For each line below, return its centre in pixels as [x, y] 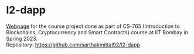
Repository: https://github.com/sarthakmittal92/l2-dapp [73, 45]
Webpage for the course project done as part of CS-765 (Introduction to [93, 26]
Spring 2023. [22, 38]
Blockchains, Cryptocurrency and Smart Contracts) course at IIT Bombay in [97, 32]
